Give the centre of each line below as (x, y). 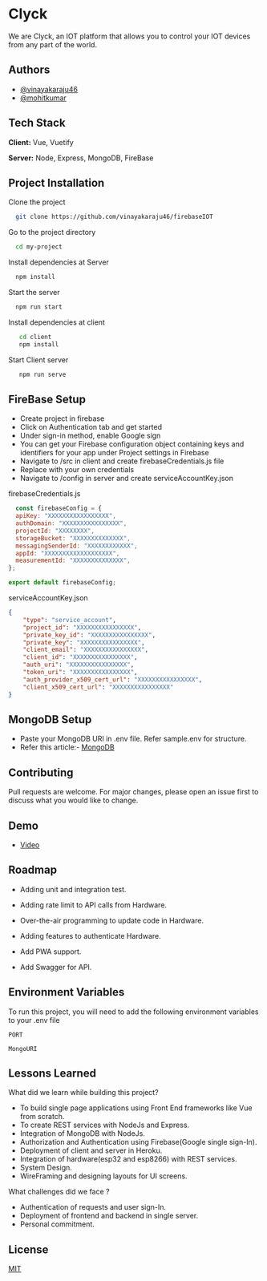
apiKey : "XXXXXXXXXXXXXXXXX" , (66, 516)
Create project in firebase (62, 418)
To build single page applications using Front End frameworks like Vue (136, 1108)
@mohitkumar (43, 98)
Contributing (41, 772)
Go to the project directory (52, 232)
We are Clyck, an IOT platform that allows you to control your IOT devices (129, 36)
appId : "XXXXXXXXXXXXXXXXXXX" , (68, 553)
